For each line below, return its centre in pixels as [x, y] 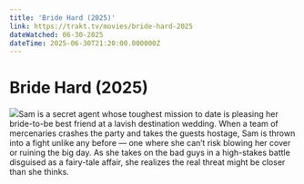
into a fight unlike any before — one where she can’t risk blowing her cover [150, 143]
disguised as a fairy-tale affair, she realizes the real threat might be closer [147, 162]
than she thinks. [40, 172]
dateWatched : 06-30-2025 [56, 34]
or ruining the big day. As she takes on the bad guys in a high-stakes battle [150, 153]
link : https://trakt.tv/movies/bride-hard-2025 [101, 26]
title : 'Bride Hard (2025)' [63, 18]
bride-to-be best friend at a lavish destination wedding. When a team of [144, 124]
